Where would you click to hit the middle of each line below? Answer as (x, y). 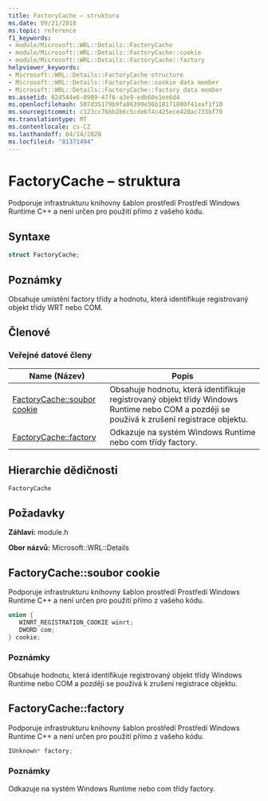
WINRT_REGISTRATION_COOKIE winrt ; (76, 622)
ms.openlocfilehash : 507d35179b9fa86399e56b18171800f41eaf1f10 (116, 104)
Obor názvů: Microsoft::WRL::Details (69, 548)
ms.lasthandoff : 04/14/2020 (55, 134)
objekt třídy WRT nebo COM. (56, 307)
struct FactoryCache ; (44, 255)
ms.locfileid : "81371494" (51, 141)
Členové (30, 333)
